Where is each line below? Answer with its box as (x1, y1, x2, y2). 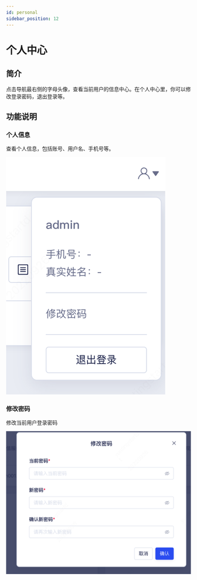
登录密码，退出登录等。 (11, 93, 68, 100)
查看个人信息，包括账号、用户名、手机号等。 (6, 145, 114, 152)
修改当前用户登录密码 (6, 419, 57, 426)
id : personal (6, 9, 38, 15)
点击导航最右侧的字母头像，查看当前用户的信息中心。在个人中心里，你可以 (6, 85, 186, 92)
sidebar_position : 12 (6, 15, 59, 22)
